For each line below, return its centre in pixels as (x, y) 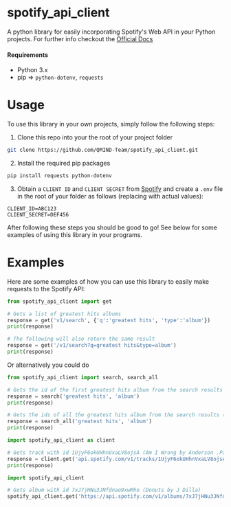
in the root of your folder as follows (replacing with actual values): (110, 196)
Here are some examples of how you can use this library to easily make (108, 281)
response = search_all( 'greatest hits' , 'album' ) (80, 421)
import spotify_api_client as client (61, 440)
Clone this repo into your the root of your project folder (95, 137)
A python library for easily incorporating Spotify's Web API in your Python (111, 32)
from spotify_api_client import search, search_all (82, 377)
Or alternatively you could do (48, 365)
